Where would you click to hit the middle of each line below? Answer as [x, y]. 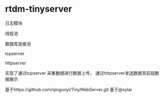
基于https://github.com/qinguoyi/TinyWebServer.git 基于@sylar [69, 89]
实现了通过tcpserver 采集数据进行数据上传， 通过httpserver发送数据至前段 [80, 73]
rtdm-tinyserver [39, 9]
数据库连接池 [18, 44]
